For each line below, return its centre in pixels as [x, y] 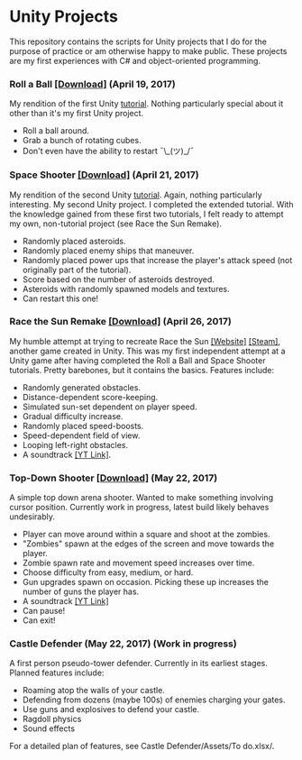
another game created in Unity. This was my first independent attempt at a [147, 351]
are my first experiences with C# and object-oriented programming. [135, 60]
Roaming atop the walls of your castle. [93, 691]
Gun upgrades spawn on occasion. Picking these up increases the [145, 582]
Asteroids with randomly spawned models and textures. [126, 288]
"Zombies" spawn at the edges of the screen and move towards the [148, 544]
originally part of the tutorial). [77, 270]
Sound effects [48, 728]
